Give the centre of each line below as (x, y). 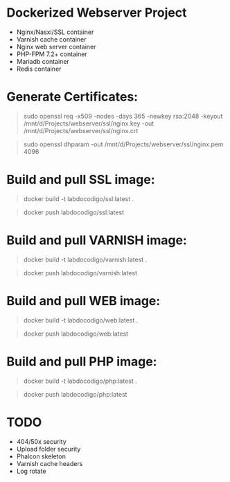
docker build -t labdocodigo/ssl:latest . (79, 198)
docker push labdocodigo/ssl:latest (74, 212)
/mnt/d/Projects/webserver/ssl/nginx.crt (81, 130)
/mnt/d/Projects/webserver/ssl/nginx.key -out (89, 123)
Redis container (39, 69)
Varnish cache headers (50, 463)
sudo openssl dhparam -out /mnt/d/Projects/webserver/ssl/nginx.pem (123, 144)
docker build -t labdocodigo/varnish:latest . (85, 259)
